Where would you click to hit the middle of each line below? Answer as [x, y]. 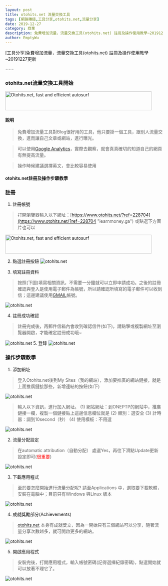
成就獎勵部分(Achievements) [42, 514]
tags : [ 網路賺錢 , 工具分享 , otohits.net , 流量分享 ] [52, 19]
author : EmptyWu [22, 38]
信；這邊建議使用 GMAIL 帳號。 [48, 295]
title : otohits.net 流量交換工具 [38, 15]
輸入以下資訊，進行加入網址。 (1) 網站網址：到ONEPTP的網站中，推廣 [89, 406]
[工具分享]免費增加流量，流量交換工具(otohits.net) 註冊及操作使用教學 [77, 53]
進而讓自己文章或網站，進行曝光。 [61, 138]
